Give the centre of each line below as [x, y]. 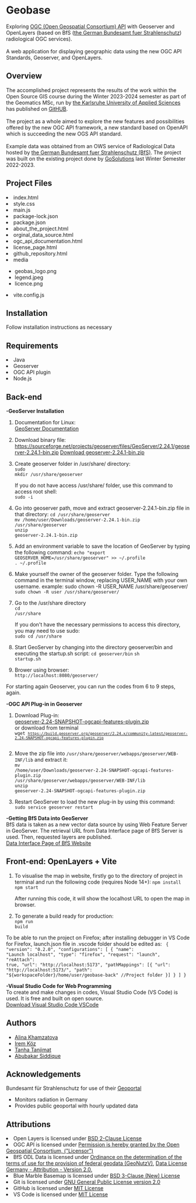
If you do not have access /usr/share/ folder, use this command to [94, 485]
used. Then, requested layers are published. [59, 837]
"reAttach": [20, 960]
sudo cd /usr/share [38, 636]
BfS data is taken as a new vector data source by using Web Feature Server [97, 824]
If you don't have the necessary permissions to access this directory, [97, 624]
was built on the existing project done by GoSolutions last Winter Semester [96, 158]
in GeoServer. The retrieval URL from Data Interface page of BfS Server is [94, 831]
